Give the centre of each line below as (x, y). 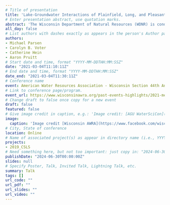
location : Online (24, 133)
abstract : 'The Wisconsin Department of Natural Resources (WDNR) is (80, 24)
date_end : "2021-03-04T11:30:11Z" (42, 76)
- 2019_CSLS (18, 147)
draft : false (19, 105)
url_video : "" (20, 194)
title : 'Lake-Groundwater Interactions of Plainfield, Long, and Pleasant (86, 15)
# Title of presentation (31, 10)
